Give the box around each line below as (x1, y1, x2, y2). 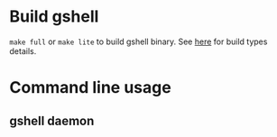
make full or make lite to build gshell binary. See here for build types (9, 36, 268, 47)
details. (9, 45, 37, 56)
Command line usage (9, 78, 171, 98)
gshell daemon (9, 113, 95, 128)
